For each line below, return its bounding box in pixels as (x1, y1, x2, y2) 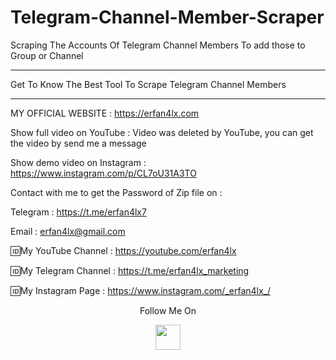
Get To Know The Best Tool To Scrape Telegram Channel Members (10, 78, 287, 90)
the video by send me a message (10, 137, 147, 149)
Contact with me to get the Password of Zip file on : (10, 186, 223, 198)
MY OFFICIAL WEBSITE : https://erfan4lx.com (10, 107, 200, 119)
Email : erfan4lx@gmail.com (10, 225, 126, 237)
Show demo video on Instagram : (10, 156, 147, 168)
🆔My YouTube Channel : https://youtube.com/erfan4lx (10, 244, 237, 256)
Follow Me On (139, 304, 197, 316)
